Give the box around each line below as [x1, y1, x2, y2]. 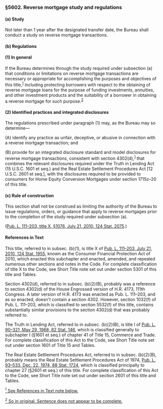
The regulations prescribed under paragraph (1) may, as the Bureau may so [5, 120, 156, 126]
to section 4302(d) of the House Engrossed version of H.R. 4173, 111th [5, 286, 145, 292]
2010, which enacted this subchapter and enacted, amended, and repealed [5, 256, 156, 261]
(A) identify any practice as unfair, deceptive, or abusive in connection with [5, 135, 156, 141]
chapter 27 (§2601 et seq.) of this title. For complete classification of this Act [5, 367, 159, 373]
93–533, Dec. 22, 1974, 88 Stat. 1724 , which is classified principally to [5, 362, 145, 368]
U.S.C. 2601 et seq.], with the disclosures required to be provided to [5, 171, 141, 177]
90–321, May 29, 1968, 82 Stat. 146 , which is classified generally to [5, 326, 140, 332]
